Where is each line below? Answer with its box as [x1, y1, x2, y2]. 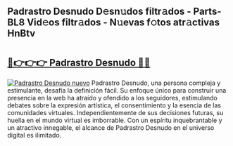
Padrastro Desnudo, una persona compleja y [91, 79, 221, 87]
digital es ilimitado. [7, 131, 62, 139]
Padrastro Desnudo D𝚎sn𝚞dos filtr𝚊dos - [7, 6, 191, 18]
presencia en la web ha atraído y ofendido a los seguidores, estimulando [7, 94, 218, 102]
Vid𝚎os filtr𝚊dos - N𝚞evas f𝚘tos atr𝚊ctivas [27, 17, 220, 29]
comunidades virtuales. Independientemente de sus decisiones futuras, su [7, 109, 224, 117]
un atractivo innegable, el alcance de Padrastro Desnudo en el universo [7, 124, 215, 132]
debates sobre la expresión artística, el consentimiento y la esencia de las [7, 101, 222, 109]
